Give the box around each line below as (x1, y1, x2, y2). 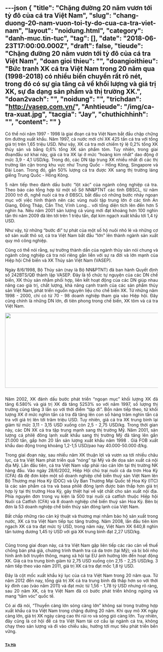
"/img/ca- (123, 103, 154, 111)
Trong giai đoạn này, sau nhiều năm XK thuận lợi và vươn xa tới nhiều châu (5, 452, 158, 458)
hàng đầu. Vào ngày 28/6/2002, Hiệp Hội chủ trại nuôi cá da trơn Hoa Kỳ (5, 467, 158, 473)
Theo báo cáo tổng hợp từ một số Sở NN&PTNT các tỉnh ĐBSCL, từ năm (5, 187, 158, 193)
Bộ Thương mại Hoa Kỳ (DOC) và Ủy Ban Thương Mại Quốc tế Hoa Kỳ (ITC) (5, 478, 158, 484)
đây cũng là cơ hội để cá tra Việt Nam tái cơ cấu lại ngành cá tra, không (5, 618, 158, 624)
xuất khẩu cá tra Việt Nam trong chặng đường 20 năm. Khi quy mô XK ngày (5, 608, 158, 614)
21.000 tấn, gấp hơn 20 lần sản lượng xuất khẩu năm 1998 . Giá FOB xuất (5, 437, 158, 443)
